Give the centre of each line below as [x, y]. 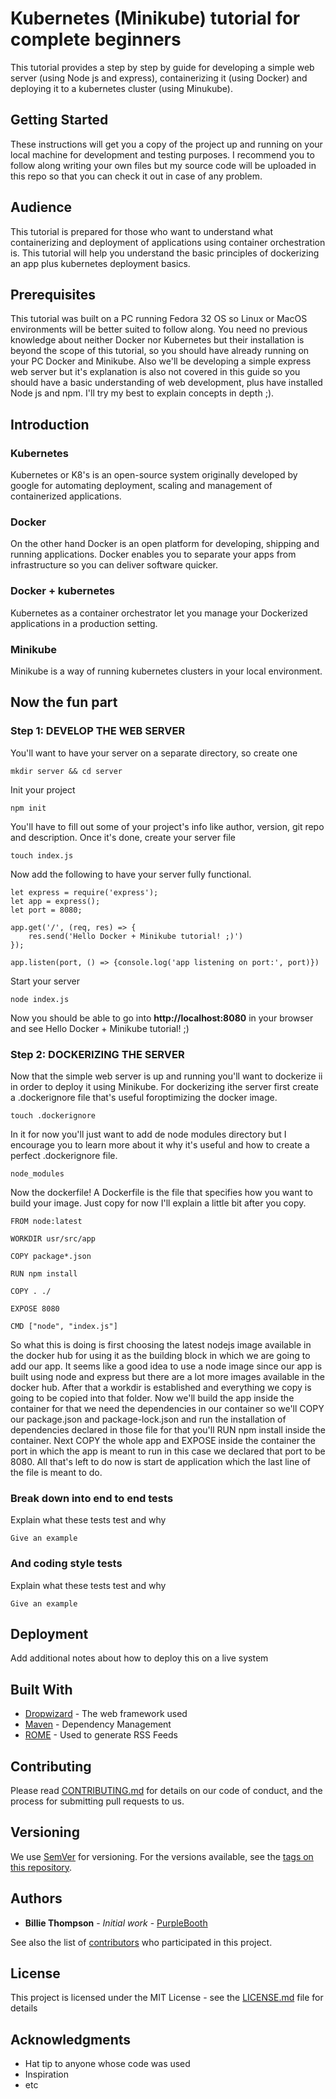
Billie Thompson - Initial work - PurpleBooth [116, 1923]
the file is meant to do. [56, 1472]
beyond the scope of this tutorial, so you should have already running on [160, 351]
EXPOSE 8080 [35, 1308]
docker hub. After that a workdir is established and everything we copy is [161, 1387]
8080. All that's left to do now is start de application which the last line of [160, 1461]
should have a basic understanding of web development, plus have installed [166, 383]
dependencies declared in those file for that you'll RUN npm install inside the [168, 1429]
